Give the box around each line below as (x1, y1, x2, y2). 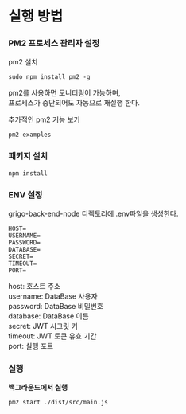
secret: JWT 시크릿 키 (8, 322, 78, 331)
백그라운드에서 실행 (8, 383, 68, 393)
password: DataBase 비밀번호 (8, 302, 104, 311)
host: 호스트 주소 (8, 282, 61, 291)
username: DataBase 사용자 (8, 291, 98, 301)
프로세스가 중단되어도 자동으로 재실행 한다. (8, 98, 141, 107)
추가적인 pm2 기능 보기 (8, 115, 81, 124)
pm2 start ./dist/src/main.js (8, 399, 109, 407)
